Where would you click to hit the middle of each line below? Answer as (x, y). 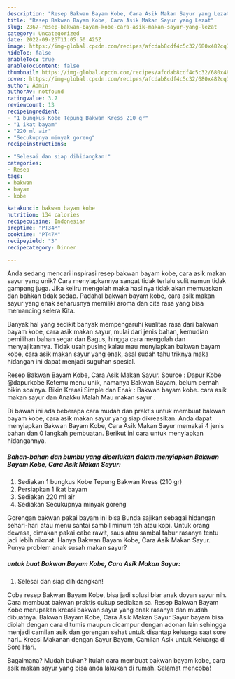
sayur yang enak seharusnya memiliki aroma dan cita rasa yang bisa (106, 303)
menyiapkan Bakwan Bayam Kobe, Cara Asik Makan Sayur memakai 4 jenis (116, 426)
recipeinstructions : (37, 144)
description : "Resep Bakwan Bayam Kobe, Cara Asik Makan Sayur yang (109, 14)
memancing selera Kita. (41, 311)
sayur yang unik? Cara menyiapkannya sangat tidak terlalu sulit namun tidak (116, 281)
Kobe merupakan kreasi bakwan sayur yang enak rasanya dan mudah (108, 610)
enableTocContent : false (43, 66)
